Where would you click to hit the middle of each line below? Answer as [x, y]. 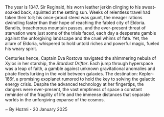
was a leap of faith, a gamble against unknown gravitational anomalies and [80, 69]
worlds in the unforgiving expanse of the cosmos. [55, 100]
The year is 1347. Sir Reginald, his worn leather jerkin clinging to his [73, 7]
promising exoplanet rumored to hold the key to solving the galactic [87, 79]
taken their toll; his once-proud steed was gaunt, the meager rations [74, 17]
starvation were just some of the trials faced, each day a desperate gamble [81, 33]
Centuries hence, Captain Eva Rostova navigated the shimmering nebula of [81, 58]
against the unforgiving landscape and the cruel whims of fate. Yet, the [77, 38]
